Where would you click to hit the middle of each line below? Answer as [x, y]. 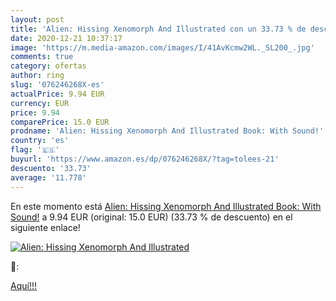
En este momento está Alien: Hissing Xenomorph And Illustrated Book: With [166, 206]
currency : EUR [40, 103]
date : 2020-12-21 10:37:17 [66, 38]
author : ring [37, 76]
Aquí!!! [23, 285]
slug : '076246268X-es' [57, 85]
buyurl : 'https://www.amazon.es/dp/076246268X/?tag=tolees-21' [145, 159]
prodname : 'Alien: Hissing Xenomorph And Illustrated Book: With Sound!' [167, 131]
